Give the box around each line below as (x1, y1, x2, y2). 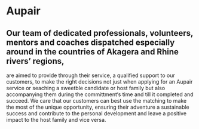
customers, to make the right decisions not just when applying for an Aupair (6, 78, 193, 85)
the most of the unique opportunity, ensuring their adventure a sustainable (6, 103, 189, 110)
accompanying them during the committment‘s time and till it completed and (6, 91, 194, 98)
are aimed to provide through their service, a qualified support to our (6, 72, 175, 79)
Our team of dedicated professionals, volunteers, (6, 28, 193, 38)
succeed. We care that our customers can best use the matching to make (6, 97, 187, 104)
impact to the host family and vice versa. (6, 116, 106, 123)
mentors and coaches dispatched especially (6, 37, 175, 47)
